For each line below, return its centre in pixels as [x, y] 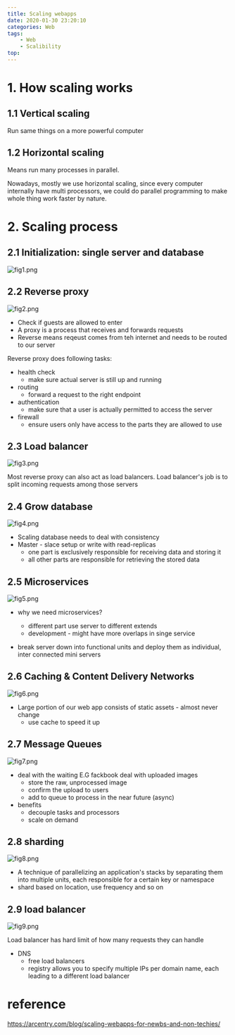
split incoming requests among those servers [73, 484]
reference [37, 1004]
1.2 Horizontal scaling [56, 153]
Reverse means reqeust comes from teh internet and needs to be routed [122, 337]
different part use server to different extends [93, 626]
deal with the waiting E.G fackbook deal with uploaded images [108, 775]
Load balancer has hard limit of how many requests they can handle [106, 940]
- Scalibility [40, 46]
